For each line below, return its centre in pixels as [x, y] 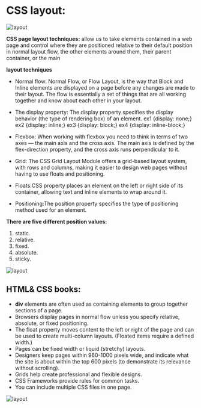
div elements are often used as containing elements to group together [101, 304]
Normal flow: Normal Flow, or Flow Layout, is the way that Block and [99, 81]
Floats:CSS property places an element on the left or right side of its [99, 185]
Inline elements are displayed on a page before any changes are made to [105, 87]
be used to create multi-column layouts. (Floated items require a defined [104, 336]
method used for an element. [51, 210]
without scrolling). [37, 368]
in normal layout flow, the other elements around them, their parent [89, 51]
